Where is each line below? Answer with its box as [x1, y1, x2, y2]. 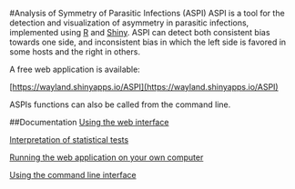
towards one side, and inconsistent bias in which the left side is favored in [9, 36, 287, 47]
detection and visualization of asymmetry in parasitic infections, [9, 17, 249, 28]
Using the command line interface [9, 170, 137, 180]
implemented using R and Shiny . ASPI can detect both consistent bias [9, 27, 270, 37]
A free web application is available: [9, 64, 141, 75]
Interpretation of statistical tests [9, 134, 129, 144]
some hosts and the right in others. [9, 46, 141, 57]
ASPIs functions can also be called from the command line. [9, 99, 231, 110]
